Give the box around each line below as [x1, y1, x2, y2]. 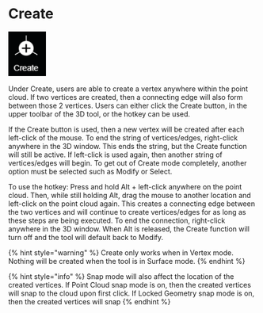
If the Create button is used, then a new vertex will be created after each [8, 124, 245, 134]
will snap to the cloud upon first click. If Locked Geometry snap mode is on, [8, 288, 255, 298]
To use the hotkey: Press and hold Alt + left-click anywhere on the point [8, 181, 242, 191]
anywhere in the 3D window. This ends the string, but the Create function [8, 141, 247, 151]
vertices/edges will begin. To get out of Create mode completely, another [8, 158, 247, 167]
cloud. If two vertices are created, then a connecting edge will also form [8, 92, 243, 101]
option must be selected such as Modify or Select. [8, 166, 173, 176]
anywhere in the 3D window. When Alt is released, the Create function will [8, 223, 250, 234]
